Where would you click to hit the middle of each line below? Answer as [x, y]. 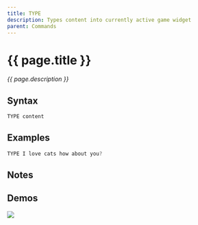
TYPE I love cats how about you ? [55, 154]
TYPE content [26, 117]
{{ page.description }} [38, 79]
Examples [28, 138]
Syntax [23, 100]
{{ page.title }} [49, 60]
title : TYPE [24, 13]
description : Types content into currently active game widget [99, 20]
